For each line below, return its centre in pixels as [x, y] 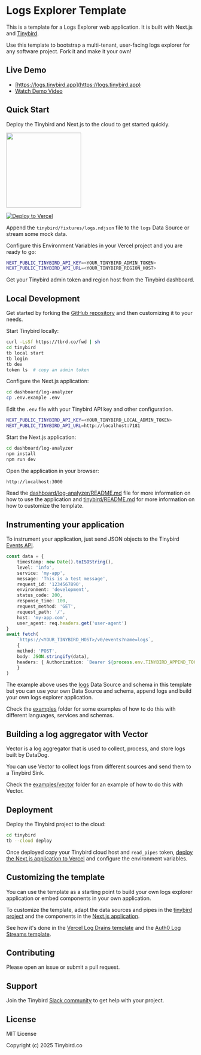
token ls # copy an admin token [48, 370]
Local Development [43, 298]
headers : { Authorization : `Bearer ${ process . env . [81, 662]
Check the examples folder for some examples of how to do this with [91, 709]
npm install [21, 454]
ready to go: [21, 251]
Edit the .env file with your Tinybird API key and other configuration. [90, 409]
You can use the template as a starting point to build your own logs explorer [99, 892]
